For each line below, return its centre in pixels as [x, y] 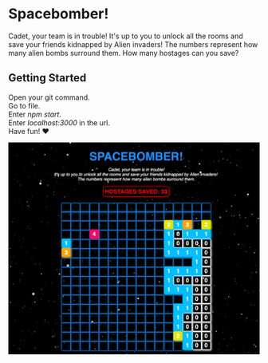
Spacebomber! [59, 14]
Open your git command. [49, 97]
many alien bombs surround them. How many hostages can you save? [124, 53]
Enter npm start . [35, 114]
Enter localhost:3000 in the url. [59, 122]
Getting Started [47, 78]
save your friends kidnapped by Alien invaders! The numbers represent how [133, 44]
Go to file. [24, 105]
